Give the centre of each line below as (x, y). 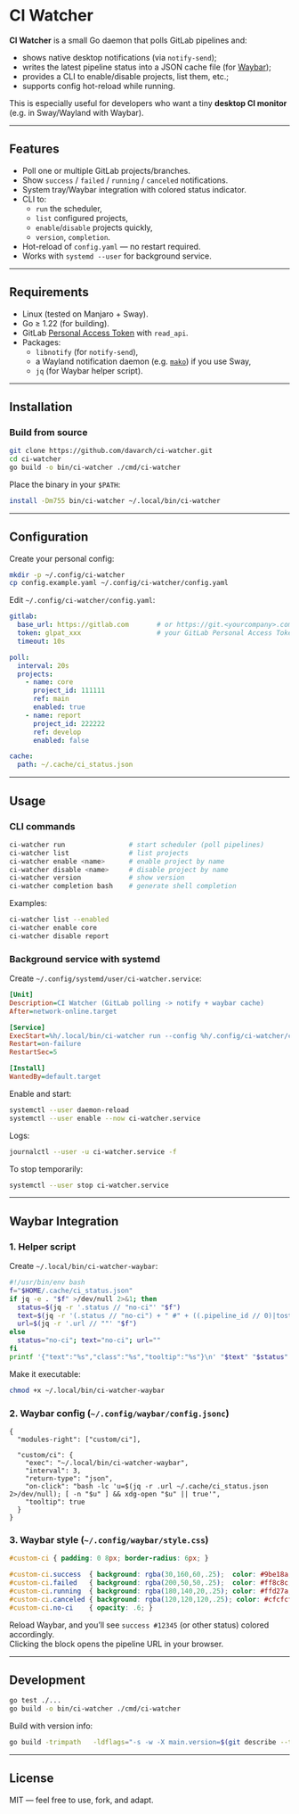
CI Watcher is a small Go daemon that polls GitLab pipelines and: (128, 40)
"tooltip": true (56, 1502)
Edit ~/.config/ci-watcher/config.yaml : (82, 600)
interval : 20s (43, 665)
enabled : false (61, 740)
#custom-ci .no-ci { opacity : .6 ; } (81, 1608)
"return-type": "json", (69, 1479)
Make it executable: (45, 1373)
